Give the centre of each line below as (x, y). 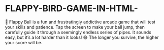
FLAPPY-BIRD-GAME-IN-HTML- (72, 8)
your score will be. (24, 42)
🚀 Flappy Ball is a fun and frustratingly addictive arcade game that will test (80, 22)
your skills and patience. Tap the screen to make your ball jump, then (75, 27)
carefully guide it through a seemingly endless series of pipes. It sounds (78, 32)
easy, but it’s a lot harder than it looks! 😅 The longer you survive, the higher (82, 37)
